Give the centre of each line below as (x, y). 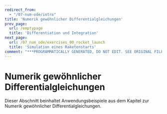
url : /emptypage (26, 28)
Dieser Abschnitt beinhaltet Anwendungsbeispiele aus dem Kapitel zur (77, 101)
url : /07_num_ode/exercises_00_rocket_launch (57, 42)
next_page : (16, 38)
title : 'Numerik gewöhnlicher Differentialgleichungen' (64, 19)
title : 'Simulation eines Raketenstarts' (53, 47)
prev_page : (16, 24)
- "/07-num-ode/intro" (33, 14)
